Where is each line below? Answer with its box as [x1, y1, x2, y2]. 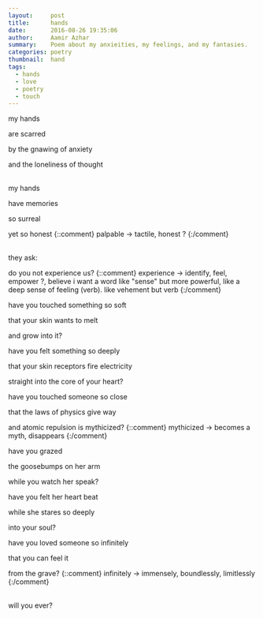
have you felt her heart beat [8, 493, 98, 502]
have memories [8, 199, 59, 208]
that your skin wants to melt [8, 316, 98, 325]
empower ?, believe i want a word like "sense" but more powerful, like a [8, 277, 240, 287]
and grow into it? [8, 331, 63, 340]
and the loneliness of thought [8, 159, 104, 170]
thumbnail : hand [8, 56, 65, 64]
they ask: [8, 253, 38, 263]
